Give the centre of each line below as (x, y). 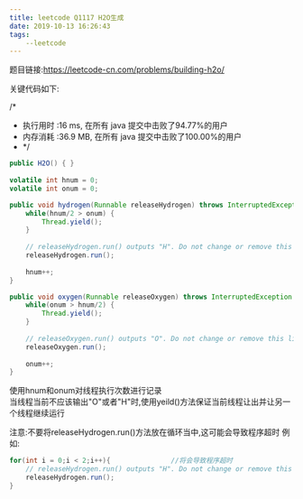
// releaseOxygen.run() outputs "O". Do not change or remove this (155, 338)
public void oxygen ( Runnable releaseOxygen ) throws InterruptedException (151, 297)
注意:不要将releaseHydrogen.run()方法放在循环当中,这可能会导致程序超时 (145, 432)
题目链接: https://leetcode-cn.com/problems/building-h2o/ (117, 69)
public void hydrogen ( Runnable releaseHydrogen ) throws (116, 205)
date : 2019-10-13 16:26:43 (60, 26)
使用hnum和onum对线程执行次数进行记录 (86, 391)
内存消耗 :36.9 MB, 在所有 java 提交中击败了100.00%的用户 (132, 137)
